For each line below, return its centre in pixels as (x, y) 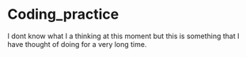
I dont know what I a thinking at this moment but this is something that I (123, 36)
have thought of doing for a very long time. (77, 44)
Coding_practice (63, 14)
